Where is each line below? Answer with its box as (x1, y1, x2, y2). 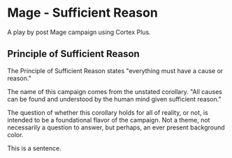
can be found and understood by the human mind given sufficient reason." (7, 95, 222, 103)
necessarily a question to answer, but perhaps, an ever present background (7, 123, 225, 132)
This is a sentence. (7, 144, 61, 152)
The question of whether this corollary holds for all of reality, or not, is (7, 108, 208, 116)
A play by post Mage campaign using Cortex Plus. (7, 28, 152, 36)
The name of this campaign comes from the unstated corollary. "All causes (7, 87, 222, 95)
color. (7, 130, 24, 139)
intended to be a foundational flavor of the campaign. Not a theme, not (7, 116, 210, 124)
